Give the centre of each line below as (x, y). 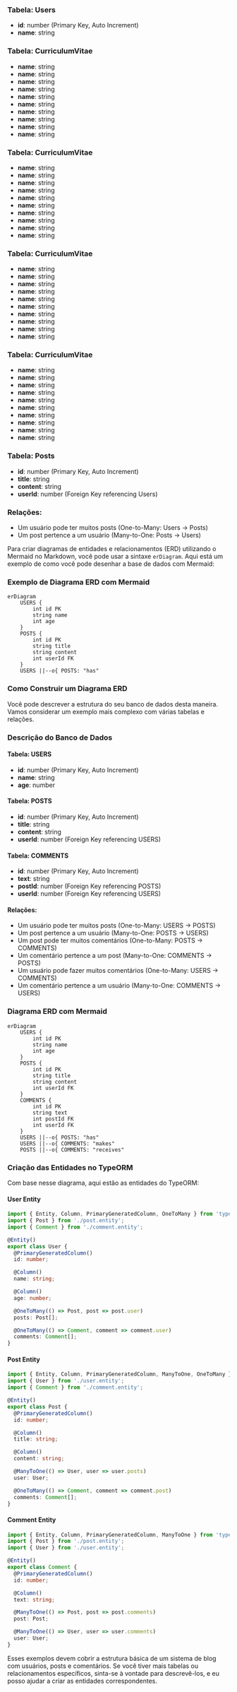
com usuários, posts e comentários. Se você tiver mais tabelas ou (103, 1666)
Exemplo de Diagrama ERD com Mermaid (79, 582)
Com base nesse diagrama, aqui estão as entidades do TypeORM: (103, 1183)
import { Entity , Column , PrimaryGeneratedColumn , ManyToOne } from (110, 1534)
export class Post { (38, 1407)
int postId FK (53, 1119)
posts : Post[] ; (36, 1318)
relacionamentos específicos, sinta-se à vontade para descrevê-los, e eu (114, 1673)
